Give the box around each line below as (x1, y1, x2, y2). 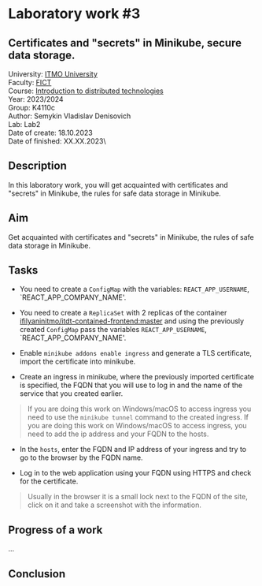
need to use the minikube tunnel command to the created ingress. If (27, 412, 249, 422)
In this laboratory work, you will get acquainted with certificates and (8, 180, 228, 189)
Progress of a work (8, 523, 103, 536)
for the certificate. (19, 476, 79, 486)
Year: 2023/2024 (8, 95, 65, 103)
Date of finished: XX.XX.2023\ (8, 136, 106, 146)
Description (8, 159, 67, 173)
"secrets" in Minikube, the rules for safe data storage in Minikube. (8, 188, 222, 198)
